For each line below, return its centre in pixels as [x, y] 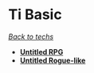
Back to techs [31, 36]
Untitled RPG [41, 52]
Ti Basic [35, 15]
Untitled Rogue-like [53, 60]
